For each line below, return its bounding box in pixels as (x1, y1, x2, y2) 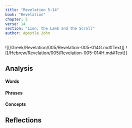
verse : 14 (5, 21, 26, 27)
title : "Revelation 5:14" (5, 7, 59, 13)
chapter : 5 (5, 17, 28, 22)
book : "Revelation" (5, 12, 46, 17)
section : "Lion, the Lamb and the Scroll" (5, 26, 95, 31)
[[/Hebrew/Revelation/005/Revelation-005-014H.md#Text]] (5, 50, 127, 56)
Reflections (5, 116, 42, 124)
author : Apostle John (5, 31, 50, 36)
